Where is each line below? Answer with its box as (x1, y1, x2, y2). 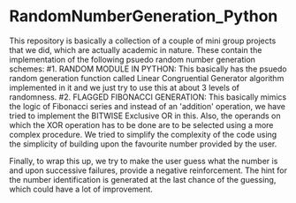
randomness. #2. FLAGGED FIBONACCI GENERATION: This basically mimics (9, 91, 287, 102)
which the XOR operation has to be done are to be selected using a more (9, 119, 274, 130)
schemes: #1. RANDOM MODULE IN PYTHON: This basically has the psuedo (9, 64, 287, 74)
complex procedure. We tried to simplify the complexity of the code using (9, 129, 277, 139)
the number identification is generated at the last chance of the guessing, (9, 174, 277, 184)
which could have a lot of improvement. (9, 184, 153, 194)
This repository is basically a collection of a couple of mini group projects (9, 35, 277, 46)
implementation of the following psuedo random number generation (9, 54, 256, 64)
